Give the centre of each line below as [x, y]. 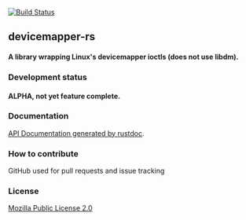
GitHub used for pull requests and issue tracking [86, 171]
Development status [48, 77]
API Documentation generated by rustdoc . [76, 133]
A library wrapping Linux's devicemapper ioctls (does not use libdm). [123, 57]
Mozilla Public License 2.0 [50, 208]
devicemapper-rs [52, 37]
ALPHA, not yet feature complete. [64, 96]
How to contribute [43, 153]
